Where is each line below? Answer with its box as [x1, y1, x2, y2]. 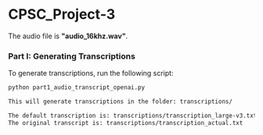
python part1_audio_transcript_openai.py [8, 83, 146, 91]
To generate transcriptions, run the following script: [8, 69, 174, 78]
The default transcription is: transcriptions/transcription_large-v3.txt [8, 112, 258, 119]
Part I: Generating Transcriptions [8, 51, 135, 62]
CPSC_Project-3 [8, 5, 116, 23]
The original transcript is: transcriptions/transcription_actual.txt [8, 119, 243, 126]
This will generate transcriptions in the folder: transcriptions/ [8, 98, 233, 106]
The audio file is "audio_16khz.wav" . [8, 31, 128, 41]
